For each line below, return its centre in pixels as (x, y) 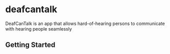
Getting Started (30, 45)
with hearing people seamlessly (39, 29)
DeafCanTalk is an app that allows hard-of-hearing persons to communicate (85, 23)
